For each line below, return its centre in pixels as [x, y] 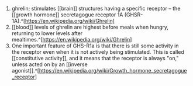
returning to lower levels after [47, 33]
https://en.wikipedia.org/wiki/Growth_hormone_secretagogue [113, 70]
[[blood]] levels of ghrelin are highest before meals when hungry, [90, 27]
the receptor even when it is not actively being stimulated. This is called [98, 52]
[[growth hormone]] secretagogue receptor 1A [67, 15]
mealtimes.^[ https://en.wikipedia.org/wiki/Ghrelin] [72, 39]
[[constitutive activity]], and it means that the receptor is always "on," [95, 58]
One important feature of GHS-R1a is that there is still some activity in [95, 46]
